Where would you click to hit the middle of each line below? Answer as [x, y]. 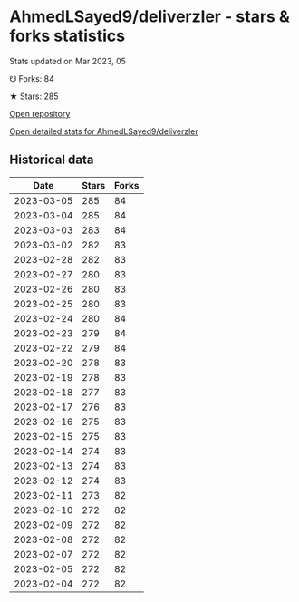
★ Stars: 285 [34, 96]
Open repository [40, 113]
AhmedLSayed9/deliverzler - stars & [149, 17]
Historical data [52, 160]
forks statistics [67, 36]
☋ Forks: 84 [32, 78]
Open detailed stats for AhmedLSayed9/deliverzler [104, 131]
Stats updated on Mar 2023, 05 [68, 61]
